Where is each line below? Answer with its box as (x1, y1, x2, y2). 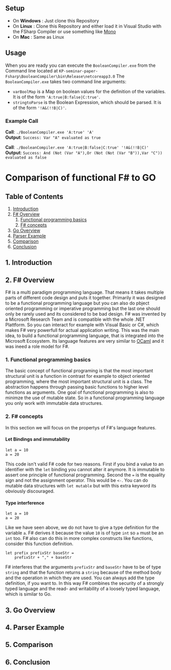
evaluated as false (5, 155, 47, 160)
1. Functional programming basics (5, 356, 91, 364)
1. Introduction (5, 259, 52, 267)
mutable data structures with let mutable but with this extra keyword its (5, 482, 157, 488)
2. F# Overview (5, 275, 55, 285)
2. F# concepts (5, 413, 43, 420)
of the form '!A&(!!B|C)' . (12, 105, 67, 111)
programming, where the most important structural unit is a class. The (5, 378, 152, 384)
